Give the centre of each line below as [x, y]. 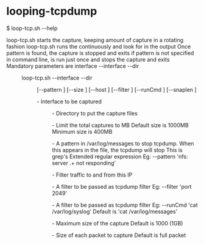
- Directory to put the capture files [95, 113]
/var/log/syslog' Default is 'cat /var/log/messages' [115, 211]
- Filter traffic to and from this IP [92, 175]
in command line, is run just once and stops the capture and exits [88, 59]
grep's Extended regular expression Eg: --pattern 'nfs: [120, 156]
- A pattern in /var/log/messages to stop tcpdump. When [123, 143]
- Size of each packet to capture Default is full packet [119, 235]
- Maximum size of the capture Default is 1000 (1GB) [118, 223]
